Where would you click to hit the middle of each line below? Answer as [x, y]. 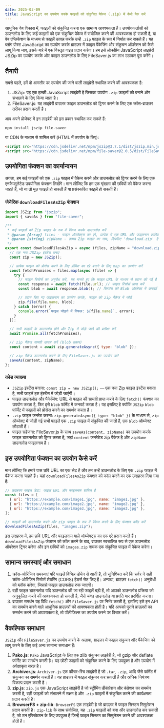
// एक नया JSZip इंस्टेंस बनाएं [34, 253]
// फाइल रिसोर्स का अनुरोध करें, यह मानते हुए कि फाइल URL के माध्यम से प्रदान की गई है [87, 280]
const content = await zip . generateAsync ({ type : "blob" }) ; [73, 347]
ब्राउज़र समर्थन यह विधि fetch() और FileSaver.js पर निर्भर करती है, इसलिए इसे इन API [85, 602]
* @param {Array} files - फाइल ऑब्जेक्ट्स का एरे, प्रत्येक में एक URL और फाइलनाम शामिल [83, 235]
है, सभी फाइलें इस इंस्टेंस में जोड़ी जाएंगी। [44, 393]
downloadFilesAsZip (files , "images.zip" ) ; [49, 526]
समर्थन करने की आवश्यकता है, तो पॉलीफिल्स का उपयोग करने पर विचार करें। [71, 612]
